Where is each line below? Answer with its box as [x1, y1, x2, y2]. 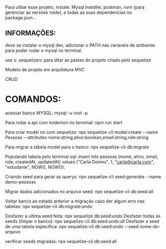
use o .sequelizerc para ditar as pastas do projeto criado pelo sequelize [5, 57, 151, 63]
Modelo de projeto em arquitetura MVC [5, 66, 85, 72]
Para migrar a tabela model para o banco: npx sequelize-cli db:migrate [5, 144, 150, 150]
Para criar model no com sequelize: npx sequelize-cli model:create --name [5, 129, 158, 135]
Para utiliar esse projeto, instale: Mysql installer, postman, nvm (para [5, 4, 145, 10]
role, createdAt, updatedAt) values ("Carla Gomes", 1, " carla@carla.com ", [5, 158, 155, 165]
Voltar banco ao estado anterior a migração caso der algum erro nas [5, 198, 145, 204]
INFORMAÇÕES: [5, 29, 56, 38]
